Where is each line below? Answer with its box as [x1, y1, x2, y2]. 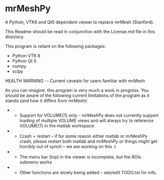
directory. [5, 34, 24, 40]
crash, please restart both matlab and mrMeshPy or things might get [19, 138, 158, 144]
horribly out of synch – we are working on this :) [19, 143, 117, 149]
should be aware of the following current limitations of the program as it [5, 92, 150, 98]
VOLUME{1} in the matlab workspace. [19, 123, 95, 129]
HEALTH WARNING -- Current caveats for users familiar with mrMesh [5, 78, 145, 84]
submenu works [19, 159, 52, 165]
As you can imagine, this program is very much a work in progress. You [5, 87, 149, 93]
